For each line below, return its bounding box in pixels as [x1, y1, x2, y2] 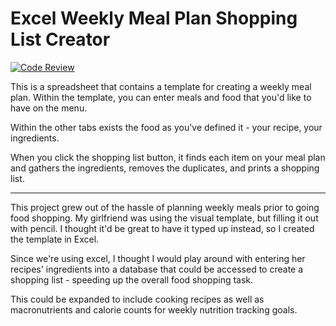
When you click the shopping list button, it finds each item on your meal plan [10, 151, 326, 163]
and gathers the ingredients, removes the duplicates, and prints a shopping [10, 162, 320, 174]
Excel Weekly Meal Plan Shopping [10, 7, 298, 30]
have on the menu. [10, 102, 88, 114]
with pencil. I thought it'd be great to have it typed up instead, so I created [10, 222, 315, 234]
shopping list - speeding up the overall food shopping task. [10, 273, 254, 286]
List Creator [10, 28, 111, 51]
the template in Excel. [10, 233, 100, 245]
